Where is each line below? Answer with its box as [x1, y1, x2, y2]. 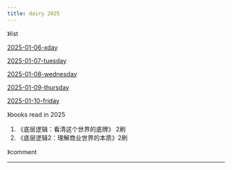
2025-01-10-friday [7, 96, 60, 105]
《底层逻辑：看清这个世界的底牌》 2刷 [17, 125, 126, 133]
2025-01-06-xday [7, 43, 58, 52]
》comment [7, 147, 37, 156]
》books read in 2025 [7, 110, 66, 118]
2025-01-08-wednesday [7, 70, 77, 78]
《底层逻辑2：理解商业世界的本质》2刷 [17, 134, 128, 142]
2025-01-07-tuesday [7, 56, 67, 65]
